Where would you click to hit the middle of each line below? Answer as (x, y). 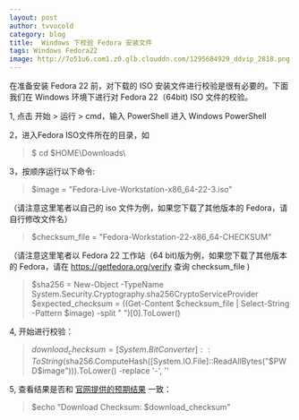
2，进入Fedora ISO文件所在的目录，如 (79, 135)
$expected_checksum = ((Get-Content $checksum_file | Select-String (160, 304)
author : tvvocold (42, 26)
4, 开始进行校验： (42, 331)
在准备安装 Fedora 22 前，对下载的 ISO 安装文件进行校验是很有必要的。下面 (149, 86)
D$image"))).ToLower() (74, 370)
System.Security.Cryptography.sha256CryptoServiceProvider (145, 294)
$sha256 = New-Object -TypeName (97, 284)
